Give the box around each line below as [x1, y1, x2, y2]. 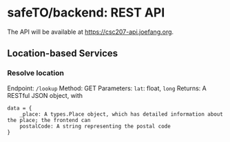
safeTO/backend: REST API [7, 5, 165, 21]
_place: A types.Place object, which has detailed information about [19, 110, 224, 118]
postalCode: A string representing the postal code [19, 123, 171, 130]
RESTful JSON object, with [7, 91, 83, 99]
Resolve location [7, 68, 64, 78]
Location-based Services [7, 48, 118, 59]
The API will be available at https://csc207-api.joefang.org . [7, 28, 174, 36]
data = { [7, 105, 32, 112]
